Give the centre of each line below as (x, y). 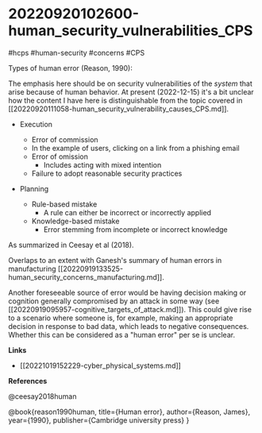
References (28, 381)
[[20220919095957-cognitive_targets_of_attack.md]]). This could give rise (130, 309)
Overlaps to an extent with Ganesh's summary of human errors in (115, 260)
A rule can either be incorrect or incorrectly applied (127, 212)
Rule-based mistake (64, 204)
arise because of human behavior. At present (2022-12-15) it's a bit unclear (131, 91)
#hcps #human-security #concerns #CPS (77, 52)
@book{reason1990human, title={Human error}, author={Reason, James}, (129, 412)
